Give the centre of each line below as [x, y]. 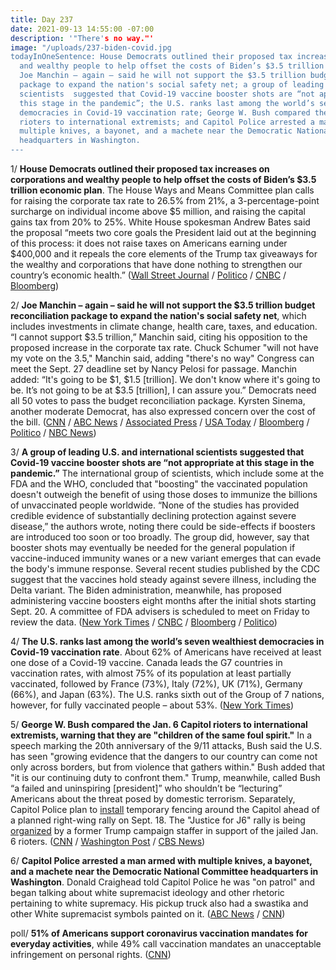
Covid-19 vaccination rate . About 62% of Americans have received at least [166, 652]
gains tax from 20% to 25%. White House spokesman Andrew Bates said [160, 222]
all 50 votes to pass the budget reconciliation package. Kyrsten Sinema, [158, 400]
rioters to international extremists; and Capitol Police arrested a [167, 122]
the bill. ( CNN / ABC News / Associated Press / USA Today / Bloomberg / [160, 422]
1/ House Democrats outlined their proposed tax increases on [140, 169]
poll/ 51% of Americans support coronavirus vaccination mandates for [159, 933]
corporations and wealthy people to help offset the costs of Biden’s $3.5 [163, 179]
